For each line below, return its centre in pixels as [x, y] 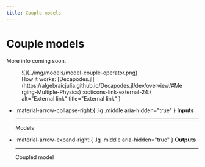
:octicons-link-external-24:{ [117, 92]
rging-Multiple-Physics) [51, 92]
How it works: [39, 79]
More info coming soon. [36, 60]
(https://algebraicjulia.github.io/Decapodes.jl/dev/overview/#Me [102, 85]
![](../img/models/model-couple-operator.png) [80, 73]
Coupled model [34, 157]
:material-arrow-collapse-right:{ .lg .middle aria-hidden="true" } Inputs [104, 110]
